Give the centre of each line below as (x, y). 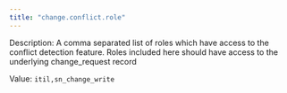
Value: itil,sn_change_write (62, 78)
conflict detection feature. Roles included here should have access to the (144, 52)
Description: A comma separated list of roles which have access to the (139, 43)
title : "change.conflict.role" (68, 17)
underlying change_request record (73, 61)
